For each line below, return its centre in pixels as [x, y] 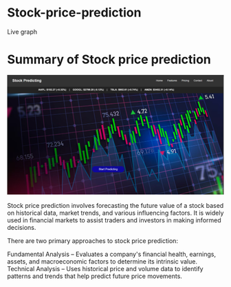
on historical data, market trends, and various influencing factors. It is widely [115, 213]
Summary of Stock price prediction [109, 60]
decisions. [22, 227]
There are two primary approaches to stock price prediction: [93, 241]
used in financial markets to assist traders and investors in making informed [114, 220]
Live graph [22, 32]
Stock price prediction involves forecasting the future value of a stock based [115, 205]
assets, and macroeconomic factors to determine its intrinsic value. [102, 261]
